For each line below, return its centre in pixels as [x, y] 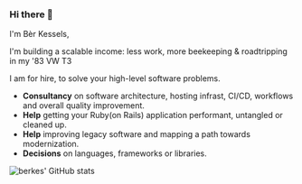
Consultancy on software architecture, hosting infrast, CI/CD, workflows [158, 96]
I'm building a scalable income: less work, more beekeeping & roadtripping [148, 51]
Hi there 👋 [32, 14]
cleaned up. [45, 124]
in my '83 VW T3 [41, 61]
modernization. [51, 144]
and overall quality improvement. [83, 106]
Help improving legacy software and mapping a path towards [137, 134]
